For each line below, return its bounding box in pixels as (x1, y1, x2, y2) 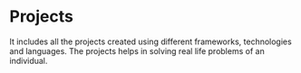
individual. (9, 55, 48, 66)
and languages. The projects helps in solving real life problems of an (9, 45, 265, 56)
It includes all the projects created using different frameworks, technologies (9, 36, 292, 47)
